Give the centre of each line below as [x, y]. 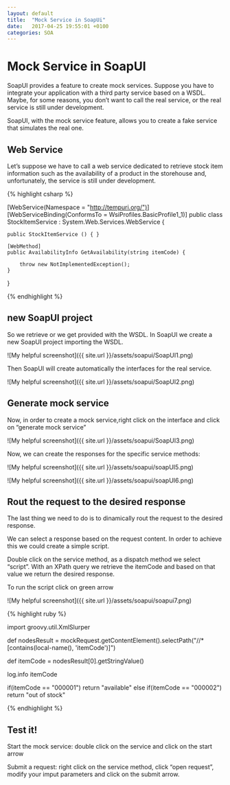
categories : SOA [30, 33]
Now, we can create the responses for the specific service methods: [104, 454]
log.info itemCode [32, 675]
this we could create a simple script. [58, 546]
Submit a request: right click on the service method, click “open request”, [111, 767]
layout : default [30, 13]
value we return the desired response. [61, 574]
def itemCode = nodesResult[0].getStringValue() [76, 661]
